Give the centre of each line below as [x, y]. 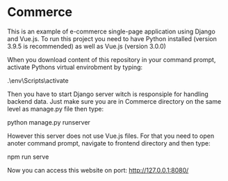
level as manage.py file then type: [56, 109]
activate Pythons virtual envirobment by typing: [75, 67]
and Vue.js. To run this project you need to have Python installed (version [112, 38]
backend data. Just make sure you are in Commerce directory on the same [114, 101]
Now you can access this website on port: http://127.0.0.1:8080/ [98, 170]
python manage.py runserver [49, 122]
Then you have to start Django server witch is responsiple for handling [108, 94]
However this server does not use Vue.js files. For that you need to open [111, 136]
